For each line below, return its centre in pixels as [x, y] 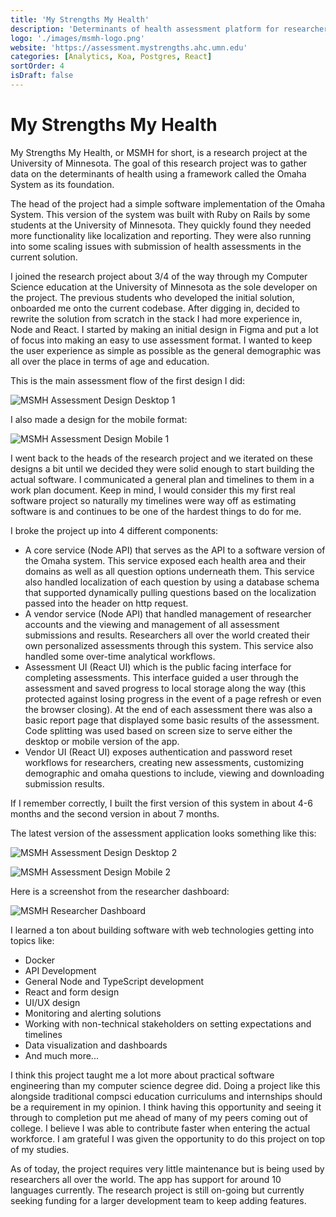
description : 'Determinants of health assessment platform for [145, 29]
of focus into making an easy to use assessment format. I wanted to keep [161, 340]
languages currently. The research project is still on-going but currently [157, 1190]
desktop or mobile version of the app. [102, 741]
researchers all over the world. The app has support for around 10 [146, 1179]
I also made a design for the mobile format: [99, 419]
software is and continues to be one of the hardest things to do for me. [156, 511]
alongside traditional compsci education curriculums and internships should [166, 1096]
